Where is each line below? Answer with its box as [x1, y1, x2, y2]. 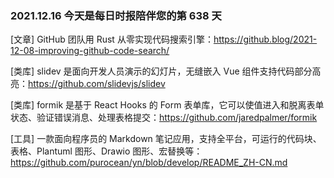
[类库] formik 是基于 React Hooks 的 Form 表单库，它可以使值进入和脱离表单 [10, 99, 325, 111]
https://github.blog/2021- [213, 33, 318, 46]
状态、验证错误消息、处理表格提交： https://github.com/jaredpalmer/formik [10, 112, 318, 124]
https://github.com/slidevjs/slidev [28, 78, 166, 90]
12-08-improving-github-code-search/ [10, 45, 170, 57]
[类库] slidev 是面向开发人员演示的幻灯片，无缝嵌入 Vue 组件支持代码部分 [10, 65, 313, 77]
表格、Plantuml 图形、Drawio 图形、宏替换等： [10, 145, 203, 157]
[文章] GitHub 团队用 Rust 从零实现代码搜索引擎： [10, 33, 214, 46]
